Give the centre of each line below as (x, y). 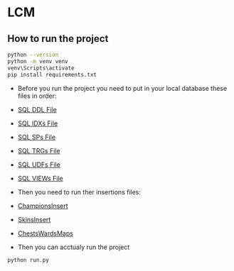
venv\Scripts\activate (41, 68)
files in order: (37, 96)
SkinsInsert (34, 219)
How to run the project (58, 39)
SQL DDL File (37, 109)
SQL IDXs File (38, 123)
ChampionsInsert (43, 206)
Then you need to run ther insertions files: (79, 192)
